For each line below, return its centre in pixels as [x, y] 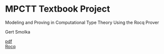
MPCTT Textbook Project [58, 9]
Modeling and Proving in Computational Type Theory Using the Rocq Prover [82, 22]
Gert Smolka [18, 32]
